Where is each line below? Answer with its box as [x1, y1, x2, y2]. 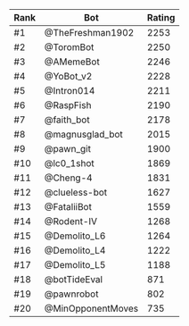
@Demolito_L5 [44, 259, 106, 271]
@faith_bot [44, 113, 91, 126]
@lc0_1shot [44, 157, 95, 169]
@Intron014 [44, 85, 95, 96]
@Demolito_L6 [44, 230, 106, 242]
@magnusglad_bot [44, 129, 123, 140]
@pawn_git [44, 143, 92, 155]
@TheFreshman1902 [44, 27, 135, 38]
